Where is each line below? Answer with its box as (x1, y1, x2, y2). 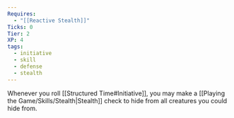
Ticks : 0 (7, 23, 33, 30)
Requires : (7, 10, 37, 18)
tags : (7, 43, 23, 50)
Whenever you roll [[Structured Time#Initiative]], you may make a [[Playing (7, 89, 225, 98)
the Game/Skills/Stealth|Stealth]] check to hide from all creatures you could (7, 96, 228, 105)
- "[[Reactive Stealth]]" (13, 17, 90, 24)
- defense (13, 63, 42, 70)
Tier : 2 (7, 30, 30, 37)
